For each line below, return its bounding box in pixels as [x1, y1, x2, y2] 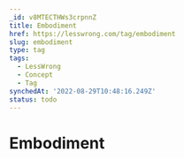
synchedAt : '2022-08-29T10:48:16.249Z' [9, 87, 157, 95]
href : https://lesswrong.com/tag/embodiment [9, 29, 176, 38]
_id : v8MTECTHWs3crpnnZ [9, 12, 97, 22]
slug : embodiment [9, 37, 73, 47]
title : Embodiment [9, 21, 77, 30]
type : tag [9, 46, 46, 55]
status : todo [9, 94, 57, 104]
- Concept [17, 71, 53, 79]
